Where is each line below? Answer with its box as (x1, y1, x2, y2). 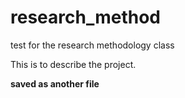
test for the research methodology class (10, 39, 175, 51)
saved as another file (10, 77, 100, 90)
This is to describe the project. (10, 58, 137, 70)
